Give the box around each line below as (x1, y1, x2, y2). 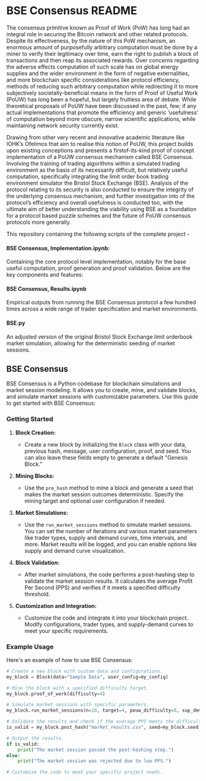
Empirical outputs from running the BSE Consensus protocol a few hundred (6, 299, 196, 306)
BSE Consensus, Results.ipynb (6, 285, 87, 292)
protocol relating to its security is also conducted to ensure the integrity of (6, 185, 194, 193)
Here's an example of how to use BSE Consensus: (6, 656, 133, 663)
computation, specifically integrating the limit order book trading (6, 172, 169, 180)
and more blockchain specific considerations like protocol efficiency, (6, 76, 180, 83)
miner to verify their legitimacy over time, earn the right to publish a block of (6, 50, 199, 57)
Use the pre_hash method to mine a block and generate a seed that (24, 484, 194, 491)
